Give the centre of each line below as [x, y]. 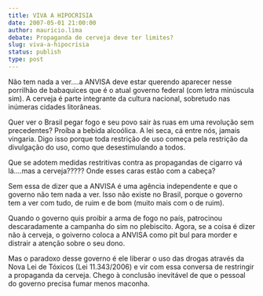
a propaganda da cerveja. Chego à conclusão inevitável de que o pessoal [127, 275]
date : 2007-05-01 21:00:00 [52, 23]
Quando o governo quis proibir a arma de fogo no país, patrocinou [115, 218]
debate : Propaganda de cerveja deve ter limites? [91, 37]
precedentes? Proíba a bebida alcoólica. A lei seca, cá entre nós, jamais [124, 130]
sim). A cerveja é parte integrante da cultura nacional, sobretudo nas [119, 98]
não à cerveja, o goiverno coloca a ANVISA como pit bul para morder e [123, 235]
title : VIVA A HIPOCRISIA [50, 15]
